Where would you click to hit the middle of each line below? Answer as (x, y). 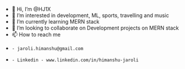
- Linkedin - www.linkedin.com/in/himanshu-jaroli (75, 60)
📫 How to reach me (36, 34)
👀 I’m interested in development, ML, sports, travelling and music (90, 15)
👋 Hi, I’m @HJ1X (31, 9)
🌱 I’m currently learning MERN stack (55, 22)
